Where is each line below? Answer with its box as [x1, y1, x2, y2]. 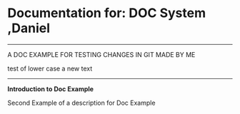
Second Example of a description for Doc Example [7, 98, 156, 107]
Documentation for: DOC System [7, 5, 206, 21]
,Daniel [7, 20, 51, 36]
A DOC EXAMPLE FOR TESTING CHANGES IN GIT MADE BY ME [7, 50, 196, 58]
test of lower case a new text [7, 64, 93, 73]
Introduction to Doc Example [7, 84, 94, 93]
